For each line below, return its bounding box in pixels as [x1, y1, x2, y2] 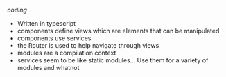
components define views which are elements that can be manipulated [17, 27, 220, 35]
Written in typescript [17, 19, 76, 27]
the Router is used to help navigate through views [17, 42, 159, 49]
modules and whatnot [17, 64, 80, 71]
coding [7, 6, 28, 14]
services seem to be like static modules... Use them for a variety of [17, 56, 209, 65]
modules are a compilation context [17, 49, 116, 57]
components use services [17, 34, 92, 42]
